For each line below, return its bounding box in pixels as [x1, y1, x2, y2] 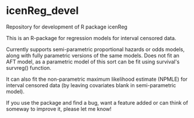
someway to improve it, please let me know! [6, 105, 112, 112]
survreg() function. [6, 64, 51, 71]
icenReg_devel [6, 4, 79, 17]
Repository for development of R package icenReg [6, 23, 127, 30]
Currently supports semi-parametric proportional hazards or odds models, [6, 45, 185, 53]
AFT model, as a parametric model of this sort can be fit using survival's [6, 58, 180, 65]
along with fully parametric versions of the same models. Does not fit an [6, 52, 180, 59]
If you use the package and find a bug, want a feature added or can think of [6, 99, 188, 106]
